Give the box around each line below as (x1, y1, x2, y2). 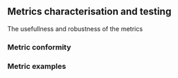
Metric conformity (7, 42, 72, 52)
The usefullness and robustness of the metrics (7, 24, 143, 33)
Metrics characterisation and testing (7, 6, 172, 18)
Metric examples (7, 61, 66, 71)
